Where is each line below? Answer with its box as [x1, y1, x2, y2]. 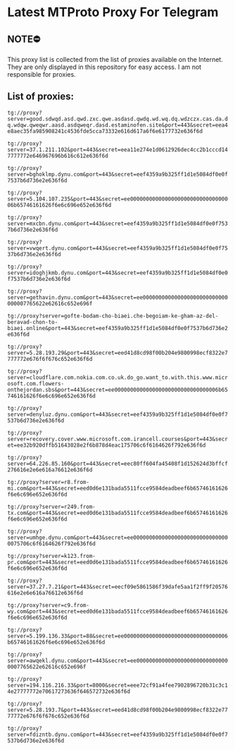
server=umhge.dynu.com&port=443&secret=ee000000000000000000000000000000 [7, 534, 229, 541]
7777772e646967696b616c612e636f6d [7, 152, 109, 159]
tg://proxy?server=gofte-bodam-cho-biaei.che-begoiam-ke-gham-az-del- [7, 312, 219, 319]
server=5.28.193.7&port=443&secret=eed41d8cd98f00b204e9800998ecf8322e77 [7, 706, 229, 713]
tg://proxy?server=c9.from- [7, 602, 90, 609]
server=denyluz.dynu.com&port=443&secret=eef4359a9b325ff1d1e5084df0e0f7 [7, 411, 229, 418]
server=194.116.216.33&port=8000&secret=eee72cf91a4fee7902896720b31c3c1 [7, 682, 229, 689]
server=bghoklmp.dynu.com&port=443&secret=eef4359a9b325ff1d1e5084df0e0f [7, 170, 229, 178]
